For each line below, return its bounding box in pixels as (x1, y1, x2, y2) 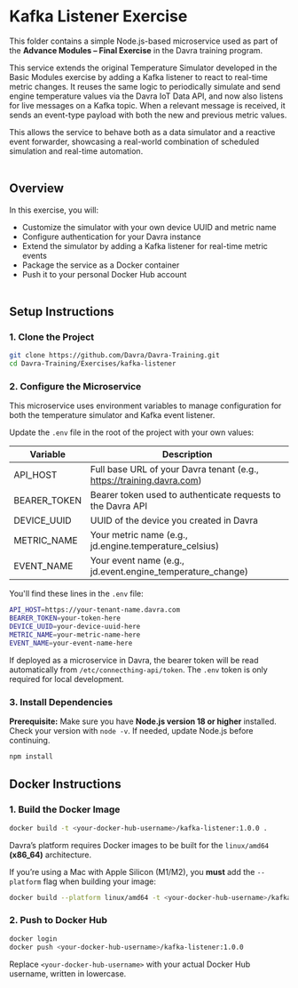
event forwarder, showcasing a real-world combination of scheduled (9, 136, 260, 147)
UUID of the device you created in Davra (90, 514, 259, 526)
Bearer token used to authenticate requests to (90, 489, 281, 502)
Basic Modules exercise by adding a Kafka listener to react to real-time (9, 71, 268, 82)
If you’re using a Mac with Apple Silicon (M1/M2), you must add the (9, 866, 255, 877)
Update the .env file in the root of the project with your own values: (9, 427, 255, 438)
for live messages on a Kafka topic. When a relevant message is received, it (9, 100, 286, 110)
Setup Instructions (9, 304, 114, 319)
